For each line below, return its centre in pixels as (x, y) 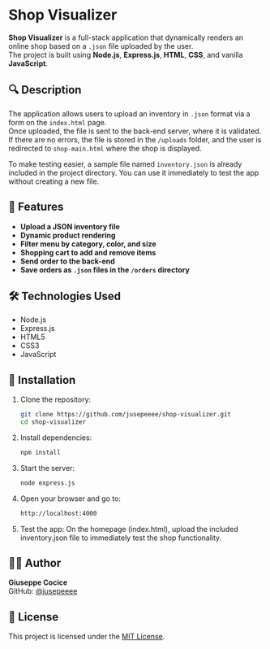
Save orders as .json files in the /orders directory (105, 269)
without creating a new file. (54, 181)
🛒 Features (36, 207)
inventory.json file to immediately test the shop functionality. (121, 538)
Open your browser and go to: (71, 499)
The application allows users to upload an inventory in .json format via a (129, 113)
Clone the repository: (56, 399)
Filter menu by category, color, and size (88, 244)
